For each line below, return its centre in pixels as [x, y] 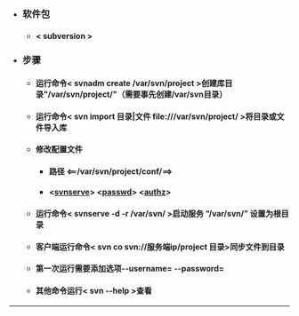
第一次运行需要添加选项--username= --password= [130, 269]
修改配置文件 [59, 149]
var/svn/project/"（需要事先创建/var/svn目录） [139, 94]
